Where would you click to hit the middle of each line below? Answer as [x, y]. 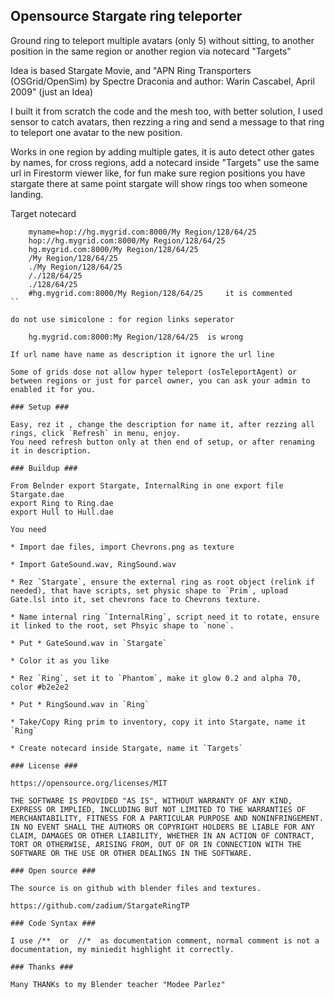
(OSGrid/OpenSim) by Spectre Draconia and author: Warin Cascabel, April [162, 81]
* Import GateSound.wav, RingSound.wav [93, 564]
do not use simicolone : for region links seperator [122, 319]
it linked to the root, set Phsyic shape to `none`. [122, 625]
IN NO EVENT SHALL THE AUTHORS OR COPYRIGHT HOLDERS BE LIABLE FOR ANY [162, 827]
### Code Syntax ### [53, 923]
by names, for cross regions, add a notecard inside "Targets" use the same [165, 162]
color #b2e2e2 [40, 687]
